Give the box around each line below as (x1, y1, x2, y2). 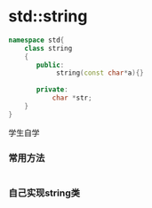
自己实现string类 (8, 187, 81, 199)
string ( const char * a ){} (55, 68, 144, 77)
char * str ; (52, 93, 92, 103)
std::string (8, 6, 88, 27)
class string (24, 44, 73, 52)
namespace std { (8, 36, 65, 44)
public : (36, 60, 65, 69)
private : (36, 85, 68, 94)
